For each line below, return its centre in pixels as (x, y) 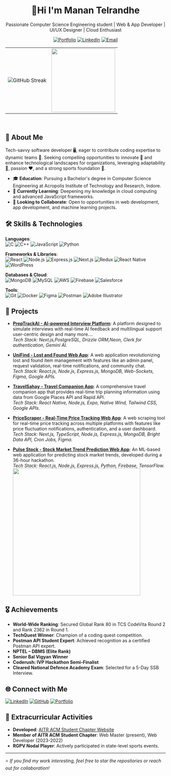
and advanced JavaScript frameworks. (53, 196)
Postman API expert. (34, 646)
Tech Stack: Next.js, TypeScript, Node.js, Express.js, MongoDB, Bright (86, 434)
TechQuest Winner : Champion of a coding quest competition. (78, 635)
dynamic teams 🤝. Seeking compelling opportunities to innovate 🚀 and (79, 157)
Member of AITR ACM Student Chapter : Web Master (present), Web (85, 735)
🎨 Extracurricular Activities (49, 717)
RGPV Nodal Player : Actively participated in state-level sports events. (86, 745)
